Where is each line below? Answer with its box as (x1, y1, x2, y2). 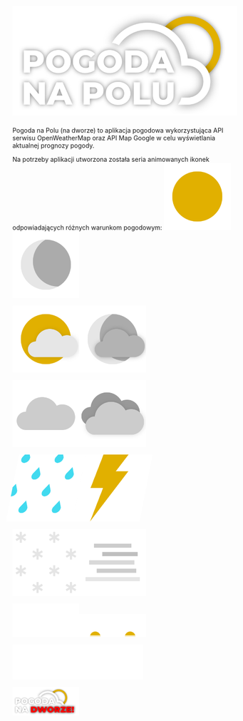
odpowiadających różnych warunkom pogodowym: (12, 223, 162, 232)
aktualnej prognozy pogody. (12, 141, 95, 150)
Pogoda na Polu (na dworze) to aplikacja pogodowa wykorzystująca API (12, 126, 224, 135)
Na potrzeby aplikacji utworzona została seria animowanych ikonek (12, 155, 210, 164)
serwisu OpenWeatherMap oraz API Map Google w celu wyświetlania (12, 134, 216, 143)
